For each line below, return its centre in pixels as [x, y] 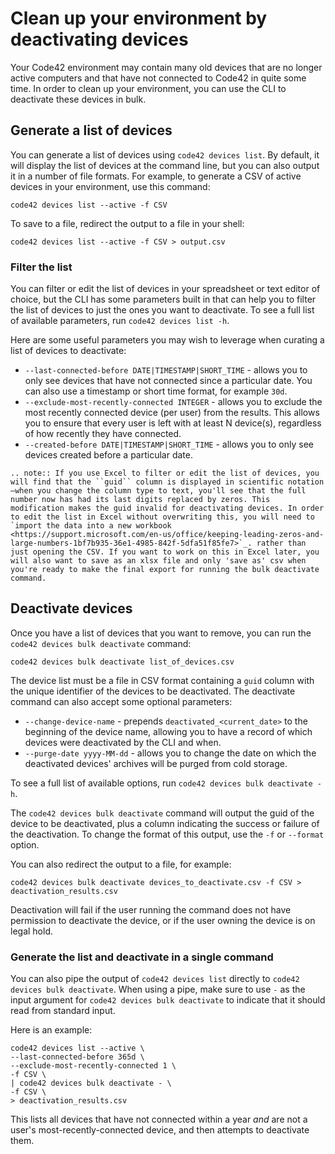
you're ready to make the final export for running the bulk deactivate [165, 570]
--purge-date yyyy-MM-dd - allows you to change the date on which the [170, 753]
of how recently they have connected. [103, 434]
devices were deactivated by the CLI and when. [123, 742]
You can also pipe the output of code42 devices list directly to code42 [155, 979]
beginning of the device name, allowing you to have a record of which [168, 731]
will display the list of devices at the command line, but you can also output [165, 165]
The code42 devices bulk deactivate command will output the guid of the [162, 813]
